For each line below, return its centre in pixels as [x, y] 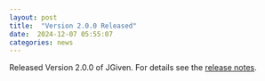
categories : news [41, 42]
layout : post [33, 17]
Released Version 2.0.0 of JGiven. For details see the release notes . [133, 68]
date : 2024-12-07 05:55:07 [61, 34]
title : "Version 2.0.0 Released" [73, 26]
